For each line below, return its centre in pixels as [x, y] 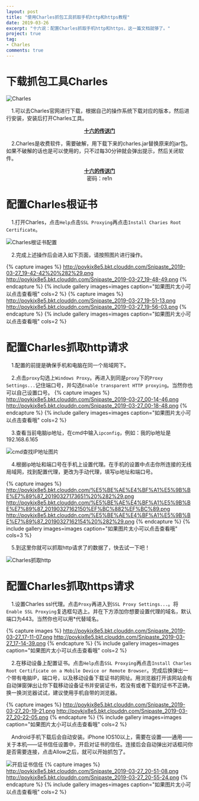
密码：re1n [99, 178]
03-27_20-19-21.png [31, 711]
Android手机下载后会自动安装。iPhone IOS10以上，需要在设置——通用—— [102, 737]
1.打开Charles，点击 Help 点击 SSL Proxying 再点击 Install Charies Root [97, 222]
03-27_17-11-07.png [29, 637]
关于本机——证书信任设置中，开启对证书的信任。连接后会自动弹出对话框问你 [99, 744]
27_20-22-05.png [27, 717]
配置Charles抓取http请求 [67, 347]
